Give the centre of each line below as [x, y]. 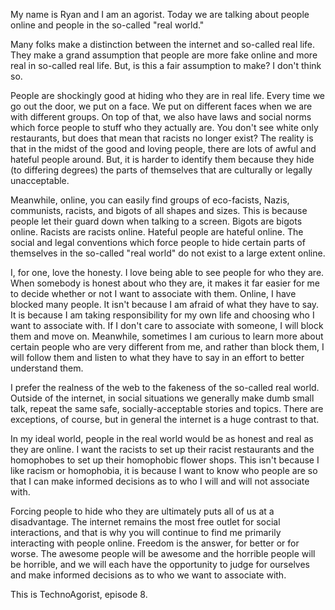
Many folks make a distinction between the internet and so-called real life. [163, 44]
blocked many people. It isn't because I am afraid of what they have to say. [165, 304]
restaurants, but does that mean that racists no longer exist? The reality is [162, 138]
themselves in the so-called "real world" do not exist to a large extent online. [168, 253]
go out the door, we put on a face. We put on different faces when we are [161, 106]
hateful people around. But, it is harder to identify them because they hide [162, 159]
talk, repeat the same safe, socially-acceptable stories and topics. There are [167, 408]
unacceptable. [40, 180]
